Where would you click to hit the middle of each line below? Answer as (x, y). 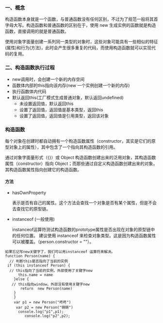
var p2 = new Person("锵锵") (45, 307)
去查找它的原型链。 (31, 209)
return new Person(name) (46, 289)
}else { (21, 279)
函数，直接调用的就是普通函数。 (37, 31)
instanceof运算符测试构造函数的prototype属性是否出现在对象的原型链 (81, 230)
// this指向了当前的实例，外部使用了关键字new (51, 271)
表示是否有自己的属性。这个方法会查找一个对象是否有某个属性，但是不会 (84, 203)
